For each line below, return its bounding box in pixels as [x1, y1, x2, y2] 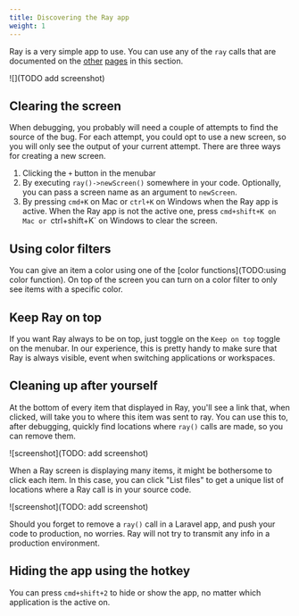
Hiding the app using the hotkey [9, 563, 190, 579]
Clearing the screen [9, 98, 122, 113]
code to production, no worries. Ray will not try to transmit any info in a [9, 528, 270, 538]
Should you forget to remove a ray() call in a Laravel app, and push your [9, 519, 276, 529]
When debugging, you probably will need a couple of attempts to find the [9, 122, 278, 133]
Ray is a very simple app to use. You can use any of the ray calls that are [9, 46, 277, 56]
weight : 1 [9, 21, 46, 30]
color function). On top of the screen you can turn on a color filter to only [9, 274, 278, 286]
